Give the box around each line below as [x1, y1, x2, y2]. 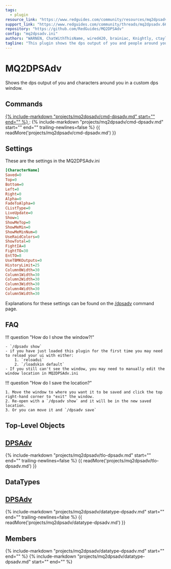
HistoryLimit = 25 [5, 262, 40, 268]
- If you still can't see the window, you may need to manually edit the [5, 366, 165, 372]
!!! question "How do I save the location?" [5, 380, 92, 386]
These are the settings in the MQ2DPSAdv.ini [5, 158, 100, 164]
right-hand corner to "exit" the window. [5, 394, 95, 399]
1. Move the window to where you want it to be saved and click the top [5, 389, 163, 394]
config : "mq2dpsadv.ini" [5, 31, 58, 36]
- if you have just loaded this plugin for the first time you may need [5, 348, 163, 354]
